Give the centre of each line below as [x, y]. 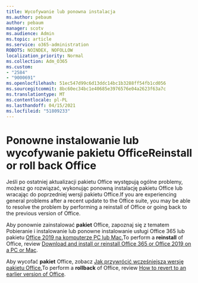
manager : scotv [25, 28]
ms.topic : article [29, 39]
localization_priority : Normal [45, 56]
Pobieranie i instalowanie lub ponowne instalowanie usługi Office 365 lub [96, 231]
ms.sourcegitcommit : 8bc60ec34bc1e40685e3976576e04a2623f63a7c [86, 89]
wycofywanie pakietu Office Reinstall [99, 153]
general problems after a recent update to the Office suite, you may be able [98, 201]
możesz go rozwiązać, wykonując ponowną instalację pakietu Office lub [95, 188]
